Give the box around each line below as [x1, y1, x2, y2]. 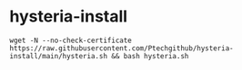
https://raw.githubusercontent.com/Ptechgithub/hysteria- [9, 43, 234, 53]
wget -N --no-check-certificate [9, 36, 132, 45]
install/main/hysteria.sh [9, 51, 107, 60]
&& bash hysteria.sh [110, 51, 189, 60]
